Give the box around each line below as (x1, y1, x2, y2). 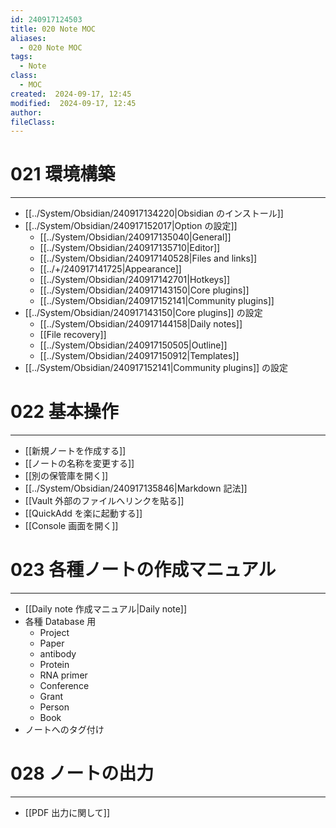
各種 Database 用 (24, 616, 97, 628)
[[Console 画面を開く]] (24, 520, 119, 532)
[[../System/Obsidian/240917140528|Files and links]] (39, 252, 258, 265)
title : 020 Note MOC (10, 24, 97, 34)
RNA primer (39, 669, 88, 681)
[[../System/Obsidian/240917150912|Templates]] (39, 350, 240, 362)
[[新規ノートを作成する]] (24, 445, 127, 457)
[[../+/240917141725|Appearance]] (39, 263, 182, 275)
